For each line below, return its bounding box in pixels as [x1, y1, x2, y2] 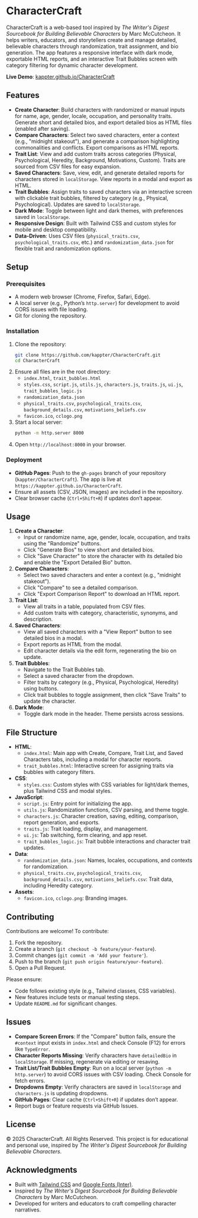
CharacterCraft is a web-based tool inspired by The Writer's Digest [6, 24, 169, 31]
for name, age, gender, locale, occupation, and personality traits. [14, 112, 173, 119]
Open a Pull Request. [14, 965, 66, 972]
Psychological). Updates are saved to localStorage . [14, 201, 141, 208]
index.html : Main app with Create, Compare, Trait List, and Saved [23, 750, 183, 757]
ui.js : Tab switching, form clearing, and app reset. [23, 832, 148, 839]
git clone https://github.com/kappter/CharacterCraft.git [14, 352, 161, 358]
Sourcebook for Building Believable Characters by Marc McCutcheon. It [6, 30, 181, 37]
